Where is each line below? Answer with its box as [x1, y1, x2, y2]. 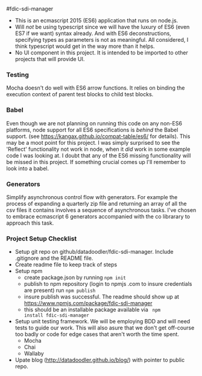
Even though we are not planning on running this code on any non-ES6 [6, 119, 183, 127]
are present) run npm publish [24, 287, 96, 294]
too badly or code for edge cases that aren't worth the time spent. [14, 331, 180, 338]
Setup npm [14, 268, 43, 275]
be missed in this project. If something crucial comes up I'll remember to [6, 158, 186, 165]
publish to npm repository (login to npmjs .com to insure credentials [24, 280, 192, 288]
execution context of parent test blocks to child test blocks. [6, 91, 154, 98]
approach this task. [6, 219, 54, 226]
